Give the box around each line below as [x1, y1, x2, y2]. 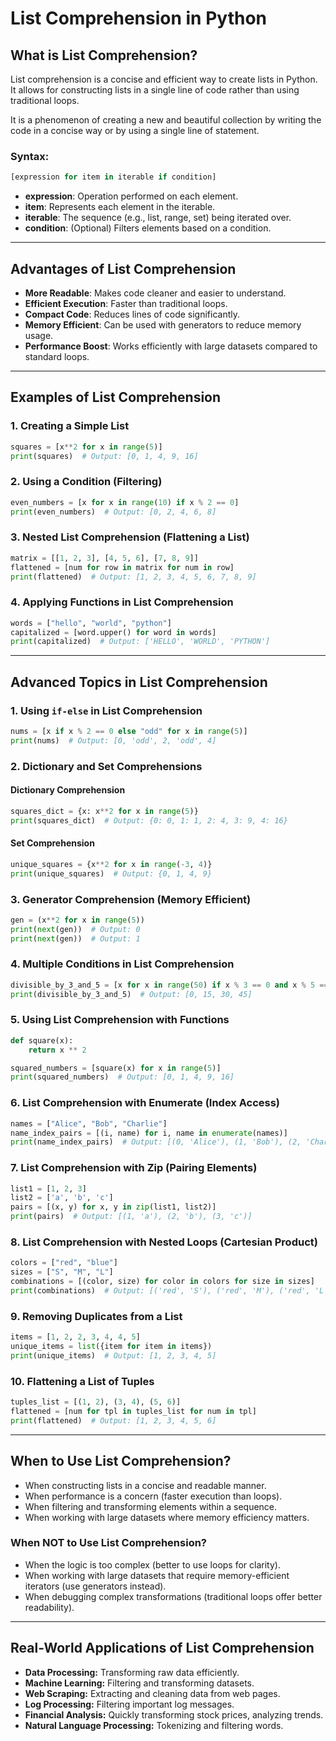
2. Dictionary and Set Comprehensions [10, 759, 203, 773]
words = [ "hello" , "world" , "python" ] [10, 618, 172, 628]
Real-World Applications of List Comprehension [10, 1640, 315, 1657]
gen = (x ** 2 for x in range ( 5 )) [10, 915, 145, 925]
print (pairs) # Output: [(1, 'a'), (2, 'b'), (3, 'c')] [10, 1212, 253, 1222]
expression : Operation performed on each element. [24, 190, 239, 202]
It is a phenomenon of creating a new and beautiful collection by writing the [10, 114, 322, 126]
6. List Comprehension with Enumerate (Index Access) [10, 1096, 281, 1110]
